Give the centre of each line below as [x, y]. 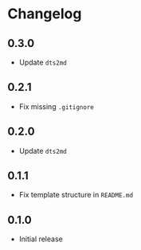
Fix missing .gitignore [57, 106]
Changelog [45, 14]
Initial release [41, 239]
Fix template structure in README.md [76, 195]
